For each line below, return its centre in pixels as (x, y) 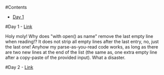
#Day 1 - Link (19, 26)
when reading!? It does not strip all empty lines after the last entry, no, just (82, 41)
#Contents (16, 7)
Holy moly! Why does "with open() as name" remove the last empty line (79, 36)
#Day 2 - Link (19, 67)
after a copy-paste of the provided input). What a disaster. (65, 57)
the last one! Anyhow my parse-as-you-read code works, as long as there (82, 47)
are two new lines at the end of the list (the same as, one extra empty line (81, 52)
